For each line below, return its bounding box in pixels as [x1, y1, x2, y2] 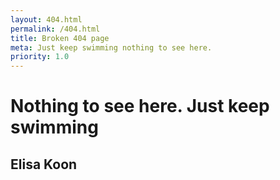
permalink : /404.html [10, 24, 101, 34]
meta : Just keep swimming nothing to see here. [10, 42, 213, 53]
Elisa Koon [10, 156, 78, 173]
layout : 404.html [10, 14, 83, 25]
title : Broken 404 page [10, 33, 110, 43]
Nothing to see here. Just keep [10, 95, 270, 118]
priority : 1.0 [10, 52, 70, 62]
